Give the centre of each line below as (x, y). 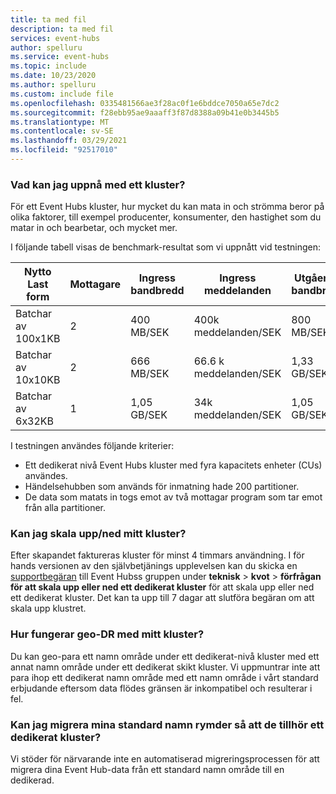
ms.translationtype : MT (60, 122)
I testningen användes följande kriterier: (92, 446)
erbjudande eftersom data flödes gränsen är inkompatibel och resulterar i (161, 688)
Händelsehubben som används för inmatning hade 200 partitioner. (162, 487)
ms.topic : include (48, 66)
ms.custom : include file (62, 94)
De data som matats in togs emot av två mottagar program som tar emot (173, 497)
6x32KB (35, 421)
